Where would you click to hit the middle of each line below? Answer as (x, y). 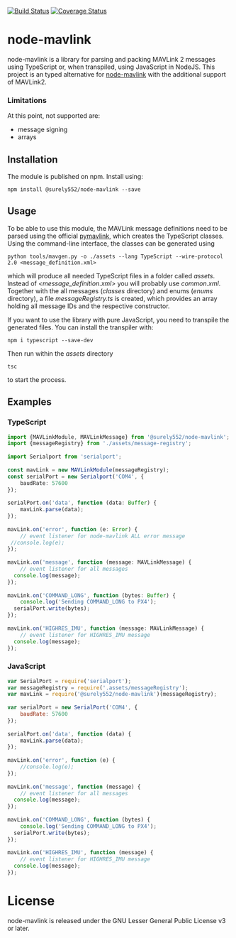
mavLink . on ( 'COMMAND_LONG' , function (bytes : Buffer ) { (91, 595)
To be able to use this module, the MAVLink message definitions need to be (118, 228)
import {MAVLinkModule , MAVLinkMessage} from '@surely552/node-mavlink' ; (119, 437)
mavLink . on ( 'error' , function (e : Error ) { (73, 529)
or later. (18, 928)
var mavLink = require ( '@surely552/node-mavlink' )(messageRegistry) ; (112, 694)
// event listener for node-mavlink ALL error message (103, 536)
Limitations (27, 100)
